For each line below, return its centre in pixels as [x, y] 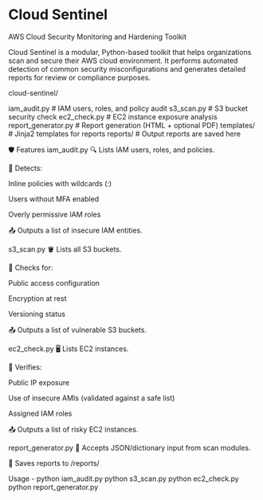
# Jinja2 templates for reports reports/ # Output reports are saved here [125, 134]
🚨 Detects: [25, 168]
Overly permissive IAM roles [55, 214]
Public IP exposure [39, 382]
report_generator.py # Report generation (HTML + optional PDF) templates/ [132, 125]
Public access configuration [54, 283]
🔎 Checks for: [31, 268]
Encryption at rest [37, 298]
